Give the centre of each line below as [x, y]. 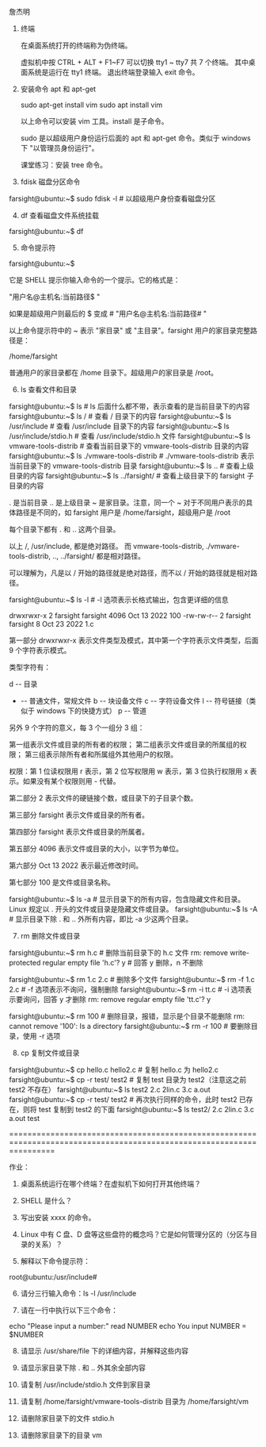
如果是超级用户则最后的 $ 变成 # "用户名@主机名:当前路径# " [108, 313]
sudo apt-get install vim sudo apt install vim [91, 105]
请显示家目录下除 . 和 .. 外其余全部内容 [83, 1368]
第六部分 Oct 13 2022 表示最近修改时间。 [76, 866]
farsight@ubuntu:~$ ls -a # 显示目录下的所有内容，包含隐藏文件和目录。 [127, 899]
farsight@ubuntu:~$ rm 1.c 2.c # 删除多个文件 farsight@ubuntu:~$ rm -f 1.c [132, 979]
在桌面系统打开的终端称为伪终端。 [76, 45]
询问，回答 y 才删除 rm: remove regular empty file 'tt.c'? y [117, 999]
